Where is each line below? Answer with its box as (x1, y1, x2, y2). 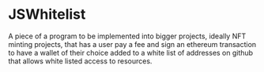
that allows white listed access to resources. (8, 56, 153, 66)
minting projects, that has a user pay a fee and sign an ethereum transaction (8, 39, 257, 49)
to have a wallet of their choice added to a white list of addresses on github (8, 48, 254, 57)
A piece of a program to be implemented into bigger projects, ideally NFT (8, 31, 247, 41)
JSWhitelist (8, 5, 86, 23)
